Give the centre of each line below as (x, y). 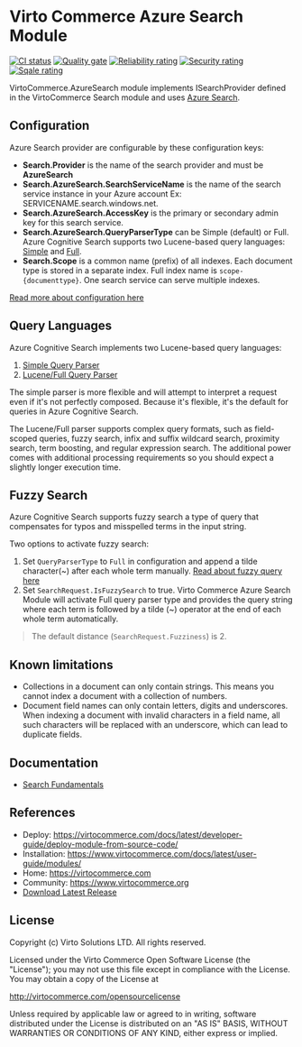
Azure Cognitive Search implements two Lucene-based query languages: (146, 347)
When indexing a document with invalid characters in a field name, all (151, 715)
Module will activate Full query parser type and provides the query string (157, 600)
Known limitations (61, 665)
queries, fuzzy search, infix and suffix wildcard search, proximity (160, 438)
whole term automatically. (70, 619)
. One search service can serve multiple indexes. (170, 280)
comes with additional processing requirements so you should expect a (142, 457)
